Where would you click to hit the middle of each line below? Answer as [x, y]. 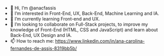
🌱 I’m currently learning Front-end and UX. [55, 19]
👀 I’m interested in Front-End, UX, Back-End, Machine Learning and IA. [85, 13]
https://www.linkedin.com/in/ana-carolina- [100, 41]
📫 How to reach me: [32, 41]
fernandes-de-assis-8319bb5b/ [43, 48]
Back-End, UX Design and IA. [41, 35]
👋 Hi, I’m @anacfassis [33, 8]
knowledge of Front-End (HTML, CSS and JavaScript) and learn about [84, 30]
